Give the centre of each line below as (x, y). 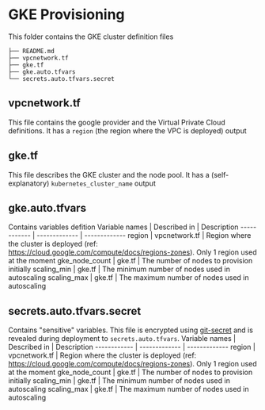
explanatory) (29, 183)
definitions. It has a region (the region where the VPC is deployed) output (127, 130)
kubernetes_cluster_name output (103, 183)
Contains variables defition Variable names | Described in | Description (123, 227)
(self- (220, 174)
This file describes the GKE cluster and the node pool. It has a (109, 174)
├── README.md (32, 51)
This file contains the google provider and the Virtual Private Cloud (117, 122)
